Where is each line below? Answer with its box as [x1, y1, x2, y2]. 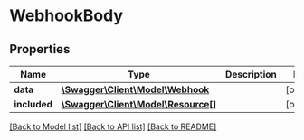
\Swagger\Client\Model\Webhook [61, 83, 210, 96]
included [14, 98, 52, 110]
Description [224, 69, 278, 80]
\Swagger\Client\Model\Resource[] [61, 98, 217, 110]
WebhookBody [9, 5, 124, 26]
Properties [9, 42, 71, 57]
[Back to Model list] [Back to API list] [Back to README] [9, 121, 217, 132]
